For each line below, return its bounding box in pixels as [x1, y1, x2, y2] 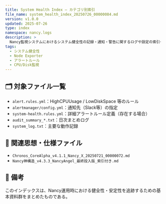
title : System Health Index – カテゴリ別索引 [5, 7, 95, 12]
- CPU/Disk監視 [9, 62, 40, 67]
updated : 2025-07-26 [5, 21, 48, 26]
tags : [5, 44, 16, 49]
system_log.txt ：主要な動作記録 [12, 123, 79, 129]
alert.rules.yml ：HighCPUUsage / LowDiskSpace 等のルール [12, 98, 139, 104]
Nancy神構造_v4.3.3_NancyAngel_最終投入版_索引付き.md [12, 158, 119, 163]
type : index [5, 26, 30, 31]
